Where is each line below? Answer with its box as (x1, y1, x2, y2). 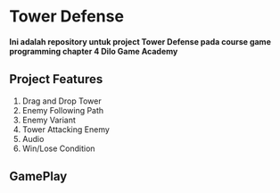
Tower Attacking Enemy (21, 123, 110, 135)
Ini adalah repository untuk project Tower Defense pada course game (9, 36, 272, 46)
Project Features (9, 71, 103, 87)
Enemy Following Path (21, 105, 104, 115)
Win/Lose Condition (21, 143, 95, 154)
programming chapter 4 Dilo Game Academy (9, 46, 178, 56)
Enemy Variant (21, 114, 76, 125)
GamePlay (9, 168, 68, 184)
